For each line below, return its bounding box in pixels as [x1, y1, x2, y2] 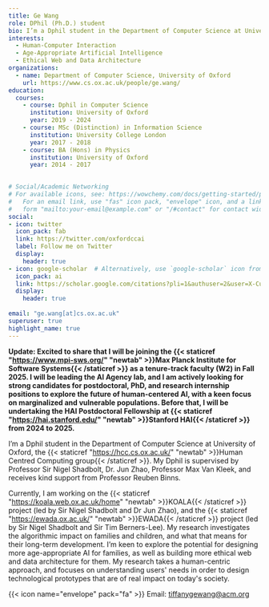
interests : [8, 34, 45, 42]
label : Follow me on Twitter [15, 242, 113, 251]
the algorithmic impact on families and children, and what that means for [8, 531, 247, 540]
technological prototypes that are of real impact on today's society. [8, 573, 230, 583]
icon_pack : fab [15, 228, 66, 236]
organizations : [8, 64, 59, 72]
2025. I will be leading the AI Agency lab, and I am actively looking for [8, 372, 244, 382]
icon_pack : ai [15, 272, 62, 281]
